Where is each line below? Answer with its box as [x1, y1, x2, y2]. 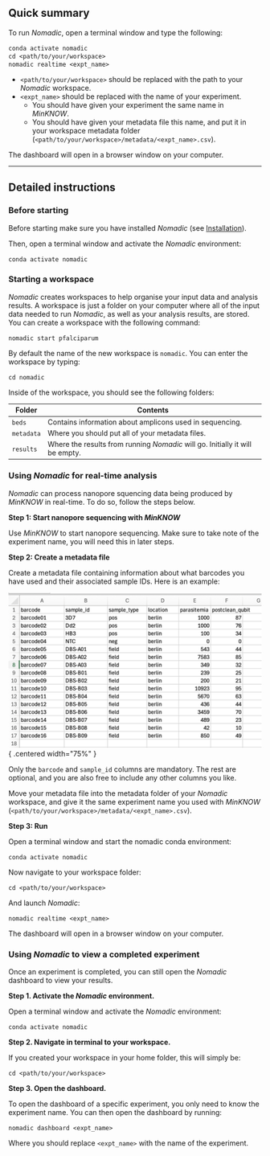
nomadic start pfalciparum [8, 334, 99, 342]
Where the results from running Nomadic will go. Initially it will [47, 440, 252, 449]
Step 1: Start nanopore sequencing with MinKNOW [8, 512, 181, 522]
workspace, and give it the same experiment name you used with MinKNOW [8, 797, 261, 806]
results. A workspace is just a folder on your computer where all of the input [8, 301, 260, 310]
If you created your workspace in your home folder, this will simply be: [8, 1053, 241, 1063]
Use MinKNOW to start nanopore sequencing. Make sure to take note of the [8, 528, 260, 538]
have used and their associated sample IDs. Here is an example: [8, 576, 220, 586]
